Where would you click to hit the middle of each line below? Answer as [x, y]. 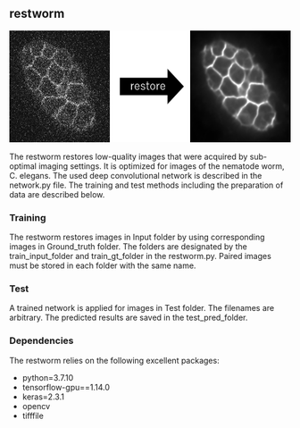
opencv [36, 406]
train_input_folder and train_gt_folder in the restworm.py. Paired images [141, 256]
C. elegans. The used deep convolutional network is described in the [136, 175]
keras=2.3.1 [43, 397]
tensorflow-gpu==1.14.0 [66, 387]
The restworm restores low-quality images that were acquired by [129, 156]
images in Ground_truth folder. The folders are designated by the [128, 247]
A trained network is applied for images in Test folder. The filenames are [142, 308]
